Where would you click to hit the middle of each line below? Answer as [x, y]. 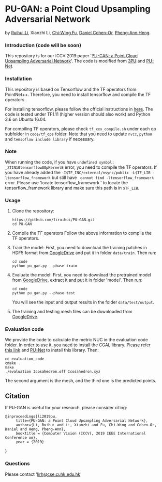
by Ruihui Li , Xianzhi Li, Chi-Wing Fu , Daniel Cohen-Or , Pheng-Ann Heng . [78, 32]
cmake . [13, 363]
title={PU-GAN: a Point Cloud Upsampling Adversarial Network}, [82, 421]
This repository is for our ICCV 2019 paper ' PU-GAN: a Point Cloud [71, 56]
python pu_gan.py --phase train [44, 266]
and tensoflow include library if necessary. [50, 139]
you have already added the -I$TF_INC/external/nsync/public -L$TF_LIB [78, 172]
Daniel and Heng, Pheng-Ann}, [36, 429]
